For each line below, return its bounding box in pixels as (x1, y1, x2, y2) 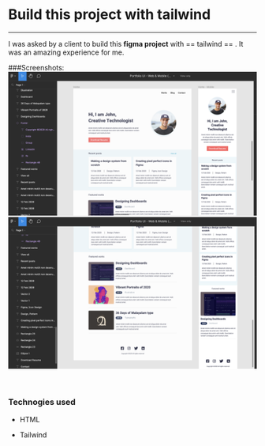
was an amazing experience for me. (8, 47, 125, 57)
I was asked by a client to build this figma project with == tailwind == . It (8, 39, 244, 48)
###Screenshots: (8, 62, 65, 72)
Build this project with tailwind (8, 6, 211, 24)
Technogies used (8, 397, 77, 408)
